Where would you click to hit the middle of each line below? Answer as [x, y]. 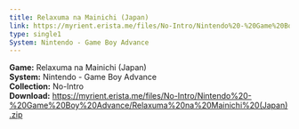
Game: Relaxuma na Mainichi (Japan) [78, 68]
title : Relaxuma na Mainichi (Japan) [79, 17]
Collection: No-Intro [47, 86]
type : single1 [36, 34]
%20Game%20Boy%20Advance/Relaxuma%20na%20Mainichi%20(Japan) [149, 105]
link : [19, 26]
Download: [30, 96]
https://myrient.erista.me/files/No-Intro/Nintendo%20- [152, 96]
